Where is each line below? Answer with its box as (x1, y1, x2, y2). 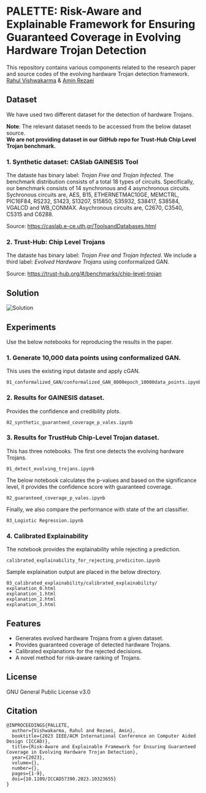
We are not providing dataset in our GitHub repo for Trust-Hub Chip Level (6, 136, 196, 143)
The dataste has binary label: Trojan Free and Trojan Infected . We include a (6, 251, 197, 259)
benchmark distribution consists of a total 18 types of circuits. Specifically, (6, 178, 194, 185)
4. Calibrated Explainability (6, 532, 89, 540)
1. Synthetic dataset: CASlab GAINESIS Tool (6, 158, 139, 166)
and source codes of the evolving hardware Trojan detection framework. (6, 70, 189, 77)
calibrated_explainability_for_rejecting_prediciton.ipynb (6, 557, 161, 564)
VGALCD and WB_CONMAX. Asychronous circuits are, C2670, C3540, (6, 204, 184, 212)
